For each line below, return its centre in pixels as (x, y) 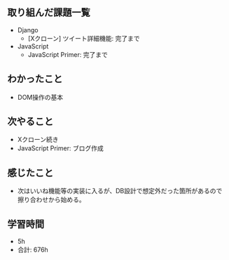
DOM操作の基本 (40, 97)
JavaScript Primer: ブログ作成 (60, 148)
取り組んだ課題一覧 (49, 13)
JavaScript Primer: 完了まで (68, 54)
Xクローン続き (38, 140)
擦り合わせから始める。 (51, 200)
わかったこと (35, 79)
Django (28, 30)
